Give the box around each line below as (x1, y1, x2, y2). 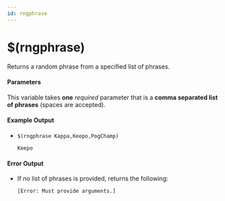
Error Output (7, 159, 44, 167)
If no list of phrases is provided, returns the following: (16, 174, 169, 182)
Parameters (7, 78, 41, 86)
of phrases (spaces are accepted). (7, 100, 106, 108)
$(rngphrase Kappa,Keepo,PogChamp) (16, 132, 119, 139)
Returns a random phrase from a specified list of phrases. (7, 62, 170, 71)
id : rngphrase (7, 10, 48, 17)
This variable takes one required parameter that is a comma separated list (7, 93, 218, 102)
